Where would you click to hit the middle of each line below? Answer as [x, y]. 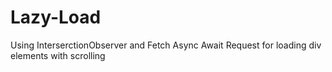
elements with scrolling [58, 55]
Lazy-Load [56, 17]
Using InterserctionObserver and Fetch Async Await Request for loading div [166, 45]
